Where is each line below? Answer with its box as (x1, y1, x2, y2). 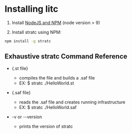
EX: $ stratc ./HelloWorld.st (19, 80, 74, 86)
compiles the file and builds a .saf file (19, 75, 95, 80)
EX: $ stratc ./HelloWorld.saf (19, 104, 77, 110)
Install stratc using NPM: (11, 29, 62, 35)
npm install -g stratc (4, 38, 51, 44)
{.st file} (11, 65, 28, 71)
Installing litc (4, 3, 59, 15)
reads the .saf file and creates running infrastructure (19, 99, 126, 105)
